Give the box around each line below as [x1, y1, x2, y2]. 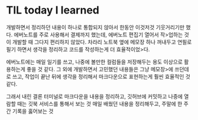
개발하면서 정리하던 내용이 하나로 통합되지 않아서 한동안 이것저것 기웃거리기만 [6, 24, 185, 31]
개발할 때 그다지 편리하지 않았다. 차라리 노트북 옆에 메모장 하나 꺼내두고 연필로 [12, 38, 192, 45]
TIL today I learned [6, 4, 99, 17]
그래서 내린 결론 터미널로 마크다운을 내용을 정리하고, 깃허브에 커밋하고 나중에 [6, 92, 183, 100]
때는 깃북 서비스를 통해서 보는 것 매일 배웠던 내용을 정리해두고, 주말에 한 [17, 100, 183, 107]
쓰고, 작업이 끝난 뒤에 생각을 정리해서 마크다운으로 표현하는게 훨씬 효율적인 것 [12, 73, 191, 80]
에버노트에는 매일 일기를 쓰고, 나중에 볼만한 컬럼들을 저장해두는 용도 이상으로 [6, 58, 183, 65]
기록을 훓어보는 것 [12, 107, 54, 115]
